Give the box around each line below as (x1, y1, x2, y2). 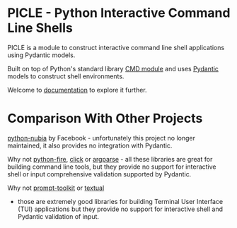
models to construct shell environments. (7, 72, 125, 80)
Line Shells (7, 20, 73, 36)
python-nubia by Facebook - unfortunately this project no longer (7, 133, 196, 142)
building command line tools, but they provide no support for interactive (7, 162, 216, 171)
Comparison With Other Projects (7, 111, 203, 126)
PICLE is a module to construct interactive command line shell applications (7, 43, 225, 52)
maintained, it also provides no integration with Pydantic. (7, 141, 173, 150)
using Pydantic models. (7, 51, 76, 59)
